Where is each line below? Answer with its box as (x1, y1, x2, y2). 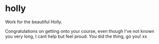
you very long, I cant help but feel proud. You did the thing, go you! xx (5, 33, 147, 39)
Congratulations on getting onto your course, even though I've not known (5, 28, 155, 34)
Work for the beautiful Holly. (5, 19, 63, 25)
